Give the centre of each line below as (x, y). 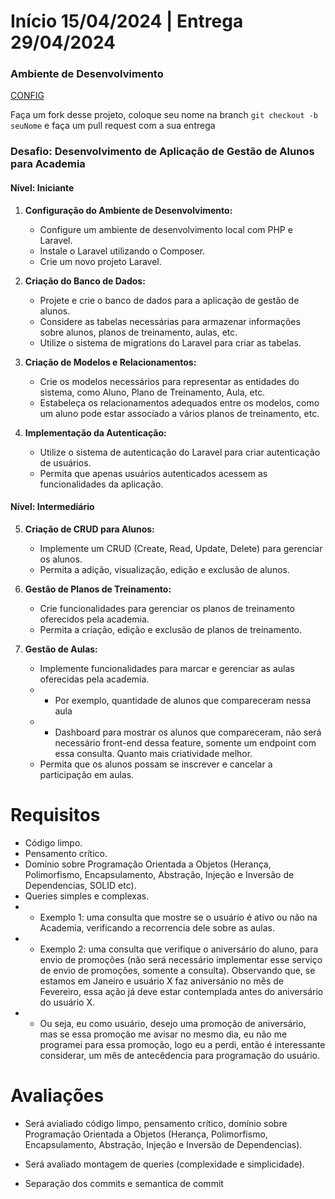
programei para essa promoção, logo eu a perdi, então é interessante (182, 1044)
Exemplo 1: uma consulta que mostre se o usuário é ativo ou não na (178, 917)
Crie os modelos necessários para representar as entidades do (169, 381)
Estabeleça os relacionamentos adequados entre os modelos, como (179, 402)
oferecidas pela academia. (94, 679)
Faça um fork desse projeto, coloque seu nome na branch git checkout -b (164, 115)
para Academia (48, 164)
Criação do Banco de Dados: (85, 281)
